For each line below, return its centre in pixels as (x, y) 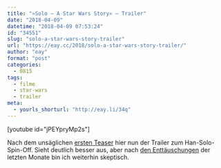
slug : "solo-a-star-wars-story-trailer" (66, 39)
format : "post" (29, 59)
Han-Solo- (200, 143)
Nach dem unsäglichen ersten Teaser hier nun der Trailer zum (95, 143)
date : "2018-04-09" (35, 20)
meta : (15, 103)
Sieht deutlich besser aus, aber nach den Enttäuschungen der (122, 149)
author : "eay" (28, 52)
